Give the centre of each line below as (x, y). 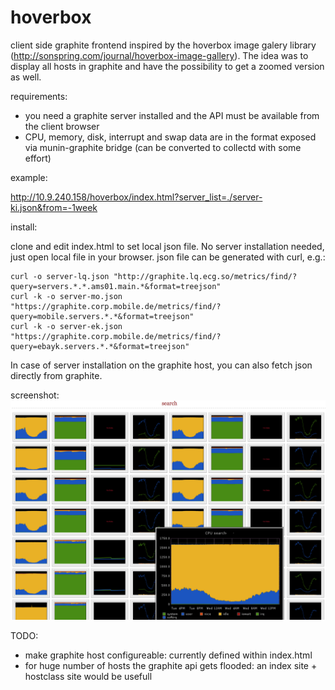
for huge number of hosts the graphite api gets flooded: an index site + (171, 666)
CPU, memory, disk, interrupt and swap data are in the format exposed (170, 137)
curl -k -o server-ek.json (66, 326)
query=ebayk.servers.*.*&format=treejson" (100, 346)
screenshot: (35, 395)
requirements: (39, 96)
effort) (38, 158)
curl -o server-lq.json (60, 276)
